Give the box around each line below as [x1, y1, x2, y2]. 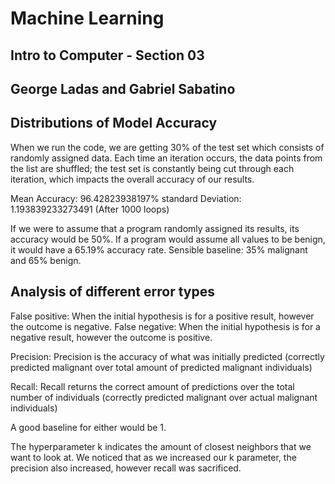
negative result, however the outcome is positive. [10, 331, 213, 343]
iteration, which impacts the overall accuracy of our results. [10, 173, 255, 185]
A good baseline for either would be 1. [10, 421, 167, 433]
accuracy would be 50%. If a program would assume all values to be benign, [10, 233, 326, 245]
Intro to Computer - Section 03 [10, 47, 205, 64]
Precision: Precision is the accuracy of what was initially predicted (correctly [10, 350, 325, 362]
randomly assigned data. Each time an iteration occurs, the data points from [10, 152, 323, 164]
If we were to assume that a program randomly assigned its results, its [10, 222, 300, 234]
